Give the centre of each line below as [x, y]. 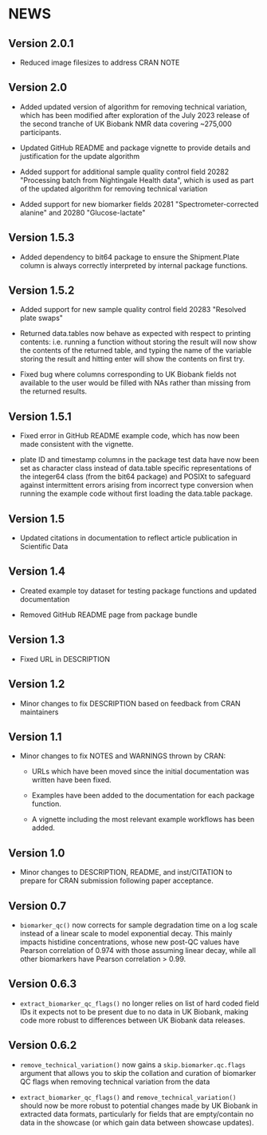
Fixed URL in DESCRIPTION [65, 658]
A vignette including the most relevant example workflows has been [143, 820]
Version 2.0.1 [41, 44]
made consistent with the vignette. [77, 445]
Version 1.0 [37, 853]
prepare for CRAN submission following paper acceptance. [116, 881]
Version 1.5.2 [41, 291]
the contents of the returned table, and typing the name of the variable [136, 350]
